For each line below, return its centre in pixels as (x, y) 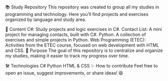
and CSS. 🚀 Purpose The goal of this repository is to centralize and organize (84, 50)
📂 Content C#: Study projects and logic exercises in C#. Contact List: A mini (83, 29)
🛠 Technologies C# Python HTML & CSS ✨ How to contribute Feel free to (81, 66)
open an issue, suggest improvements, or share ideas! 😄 (64, 73)
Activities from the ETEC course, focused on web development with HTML (82, 45)
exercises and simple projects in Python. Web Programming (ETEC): (75, 40)
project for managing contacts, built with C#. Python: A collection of (76, 34)
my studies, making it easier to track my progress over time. (67, 56)
